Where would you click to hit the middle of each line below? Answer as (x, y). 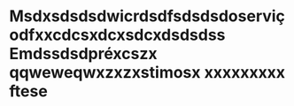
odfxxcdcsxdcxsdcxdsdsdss (117, 35)
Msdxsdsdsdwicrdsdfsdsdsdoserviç (147, 16)
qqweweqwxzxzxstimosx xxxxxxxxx (147, 73)
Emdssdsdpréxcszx (83, 54)
